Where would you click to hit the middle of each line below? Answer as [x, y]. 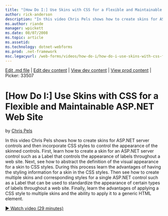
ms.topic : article [24, 38]
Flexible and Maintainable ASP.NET [80, 107]
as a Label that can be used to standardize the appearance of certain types [83, 183]
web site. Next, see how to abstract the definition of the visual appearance [82, 162]
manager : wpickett [24, 28]
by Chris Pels [19, 131]
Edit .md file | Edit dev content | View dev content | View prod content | [78, 70]
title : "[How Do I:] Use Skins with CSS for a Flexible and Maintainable [84, 10]
